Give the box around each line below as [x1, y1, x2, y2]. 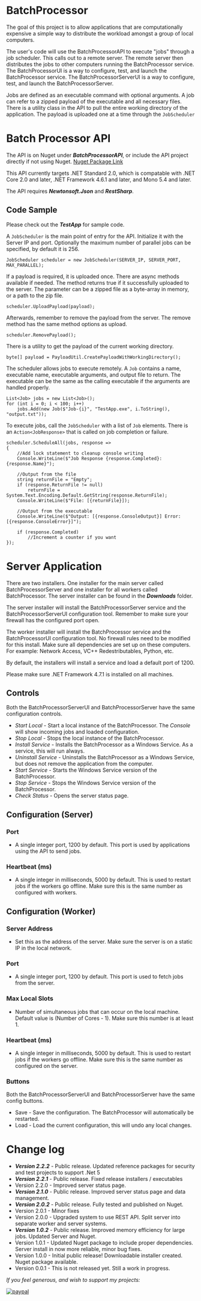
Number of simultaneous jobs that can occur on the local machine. [14, 1008, 180, 1015]
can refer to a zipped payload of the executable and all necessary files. [6, 97, 182, 105]
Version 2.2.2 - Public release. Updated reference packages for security [14, 1163, 195, 1170]
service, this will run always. [14, 747, 85, 754]
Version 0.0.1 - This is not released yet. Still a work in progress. [14, 1265, 170, 1272]
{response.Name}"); [6, 461, 55, 467]
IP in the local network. [14, 944, 72, 952]
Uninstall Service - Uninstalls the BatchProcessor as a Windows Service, [14, 754, 195, 761]
